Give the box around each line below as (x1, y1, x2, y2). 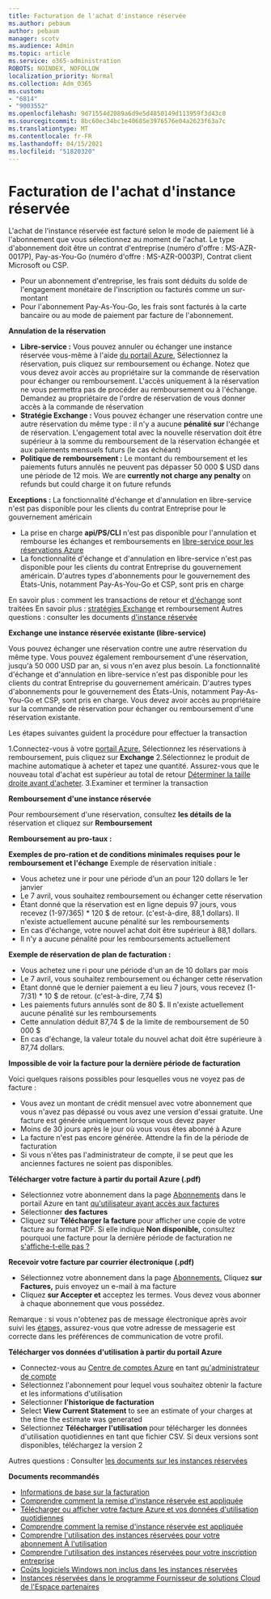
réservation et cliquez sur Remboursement (8, 818, 153, 828)
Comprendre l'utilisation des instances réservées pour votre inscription (19, 1547, 257, 1558)
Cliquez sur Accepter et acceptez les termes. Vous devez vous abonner (19, 1290, 261, 1300)
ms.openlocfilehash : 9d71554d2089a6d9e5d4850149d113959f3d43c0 (8, 110, 227, 118)
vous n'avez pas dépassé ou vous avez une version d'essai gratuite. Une (19, 1107, 264, 1117)
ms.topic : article (8, 49, 70, 57)
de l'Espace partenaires (19, 1582, 100, 1592)
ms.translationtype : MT (8, 125, 89, 133)
